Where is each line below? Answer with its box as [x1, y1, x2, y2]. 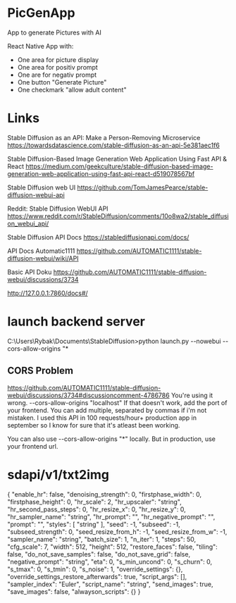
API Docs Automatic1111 [7, 247, 75, 255]
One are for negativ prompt [17, 70, 97, 79]
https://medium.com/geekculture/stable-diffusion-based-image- [25, 162, 213, 170]
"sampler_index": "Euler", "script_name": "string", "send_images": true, [7, 580, 213, 588]
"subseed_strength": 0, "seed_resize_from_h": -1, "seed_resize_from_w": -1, [7, 527, 228, 536]
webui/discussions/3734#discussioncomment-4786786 [7, 391, 170, 399]
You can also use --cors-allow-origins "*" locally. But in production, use [7, 435, 216, 443]
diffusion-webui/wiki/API [7, 254, 79, 262]
